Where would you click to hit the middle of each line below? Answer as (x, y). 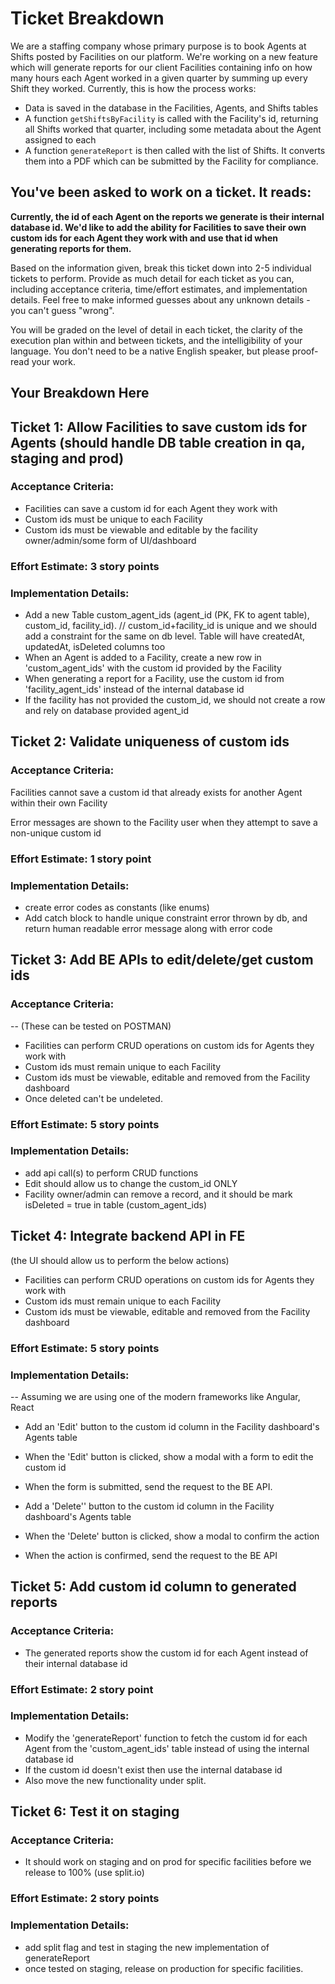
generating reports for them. (71, 248)
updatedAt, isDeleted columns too (95, 647)
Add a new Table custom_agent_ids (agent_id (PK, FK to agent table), (167, 615)
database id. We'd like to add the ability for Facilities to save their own (158, 227)
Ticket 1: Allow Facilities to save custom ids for (159, 427)
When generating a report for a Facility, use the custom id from (154, 679)
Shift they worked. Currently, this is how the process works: (133, 88)
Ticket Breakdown (87, 18)
